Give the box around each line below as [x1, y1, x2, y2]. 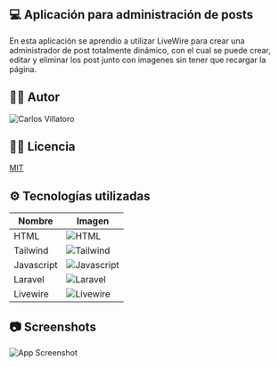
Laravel [13, 273, 45, 286]
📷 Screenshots [9, 319, 96, 334]
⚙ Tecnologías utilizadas [9, 188, 151, 203]
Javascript [13, 259, 58, 272]
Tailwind [13, 244, 49, 257]
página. [9, 63, 37, 74]
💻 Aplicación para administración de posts [9, 7, 254, 22]
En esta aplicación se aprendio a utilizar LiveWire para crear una [9, 35, 245, 46]
